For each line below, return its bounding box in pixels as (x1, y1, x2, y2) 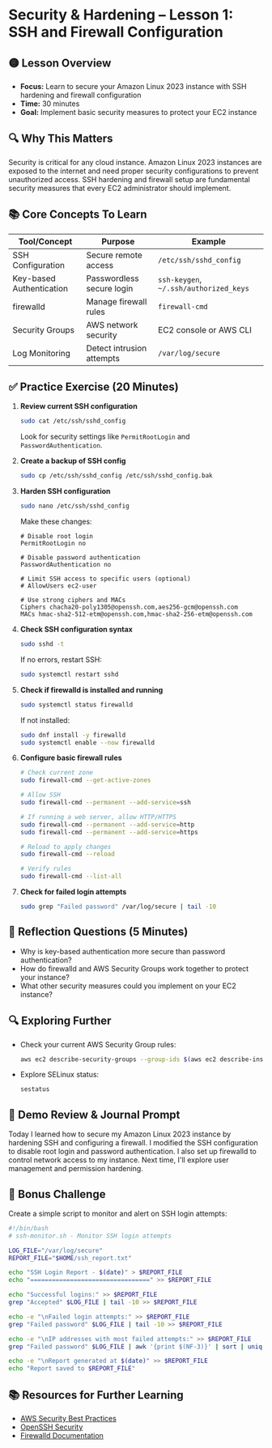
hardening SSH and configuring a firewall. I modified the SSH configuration (8, 1138, 259, 1148)
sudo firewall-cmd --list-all (19, 873, 123, 881)
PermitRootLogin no (19, 540, 87, 548)
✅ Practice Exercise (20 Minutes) (8, 380, 180, 394)
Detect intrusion (86, 342, 147, 354)
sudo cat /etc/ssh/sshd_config (19, 417, 126, 426)
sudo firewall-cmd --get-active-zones (19, 776, 151, 784)
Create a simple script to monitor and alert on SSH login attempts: (8, 1208, 227, 1218)
